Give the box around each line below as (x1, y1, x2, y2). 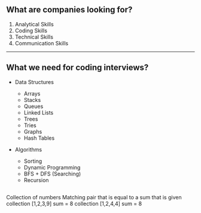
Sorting (23, 158, 42, 165)
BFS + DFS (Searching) (23, 170, 81, 177)
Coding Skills (14, 27, 48, 34)
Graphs (23, 128, 42, 135)
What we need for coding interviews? (6, 63, 149, 73)
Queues (23, 103, 44, 110)
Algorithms (14, 146, 42, 153)
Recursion (23, 176, 49, 184)
